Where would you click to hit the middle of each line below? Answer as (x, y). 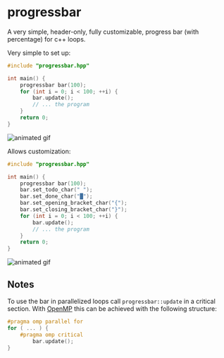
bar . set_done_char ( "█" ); (56, 197)
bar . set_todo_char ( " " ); (56, 190)
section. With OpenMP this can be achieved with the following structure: (112, 309)
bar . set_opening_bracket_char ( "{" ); (74, 203)
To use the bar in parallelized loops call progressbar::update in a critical (112, 301)
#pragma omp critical (51, 335)
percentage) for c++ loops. (46, 39)
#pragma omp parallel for (45, 321)
